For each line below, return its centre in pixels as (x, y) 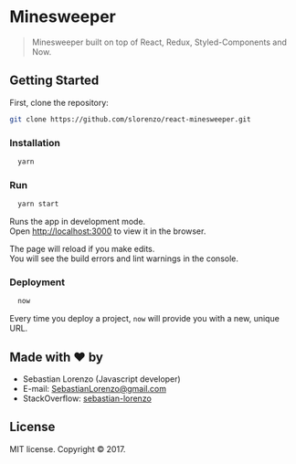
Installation (35, 142)
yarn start (38, 204)
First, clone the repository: (59, 102)
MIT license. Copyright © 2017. (68, 448)
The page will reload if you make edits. (82, 248)
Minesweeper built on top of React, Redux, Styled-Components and (159, 42)
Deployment (37, 282)
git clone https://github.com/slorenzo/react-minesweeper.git (130, 119)
